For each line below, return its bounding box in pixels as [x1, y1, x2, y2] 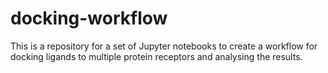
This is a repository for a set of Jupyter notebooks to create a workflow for [10, 40, 318, 52]
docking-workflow [10, 7, 168, 30]
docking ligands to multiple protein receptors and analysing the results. [10, 50, 303, 62]
